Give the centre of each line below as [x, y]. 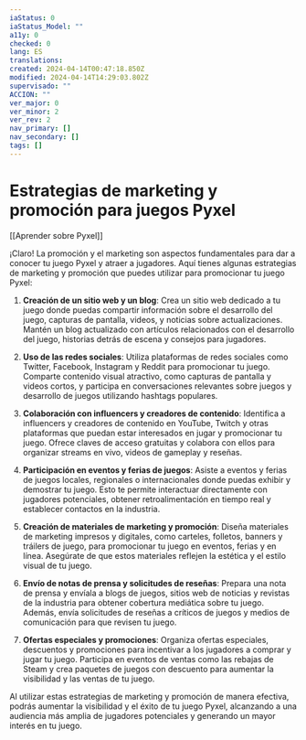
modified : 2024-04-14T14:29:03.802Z [79, 78]
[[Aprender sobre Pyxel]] [56, 235]
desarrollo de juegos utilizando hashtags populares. [120, 395]
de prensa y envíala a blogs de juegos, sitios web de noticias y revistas [156, 593]
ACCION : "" [30, 94]
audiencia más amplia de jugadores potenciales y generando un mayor [142, 715]
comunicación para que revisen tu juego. [100, 622]
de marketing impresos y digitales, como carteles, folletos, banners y [153, 536]
